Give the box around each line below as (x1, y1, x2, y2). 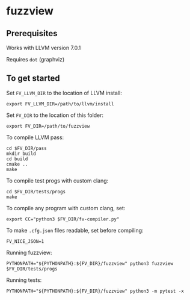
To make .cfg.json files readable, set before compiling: (6, 227, 144, 234)
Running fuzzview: (6, 249, 52, 256)
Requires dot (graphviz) (6, 56, 65, 63)
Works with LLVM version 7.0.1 (6, 44, 81, 51)
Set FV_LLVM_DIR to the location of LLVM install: (6, 89, 122, 96)
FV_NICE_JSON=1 (6, 238, 44, 245)
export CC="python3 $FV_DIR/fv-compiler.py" (6, 216, 120, 222)
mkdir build (6, 151, 36, 157)
